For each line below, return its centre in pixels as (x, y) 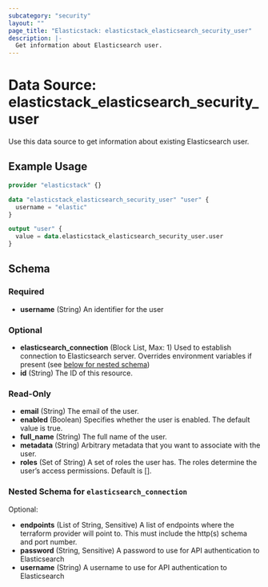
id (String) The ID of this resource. (76, 373)
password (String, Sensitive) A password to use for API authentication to (140, 550)
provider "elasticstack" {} (55, 185)
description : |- (35, 38)
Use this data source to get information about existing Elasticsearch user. (129, 142)
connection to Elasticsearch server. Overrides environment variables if (136, 356)
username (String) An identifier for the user (92, 309)
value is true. (41, 428)
